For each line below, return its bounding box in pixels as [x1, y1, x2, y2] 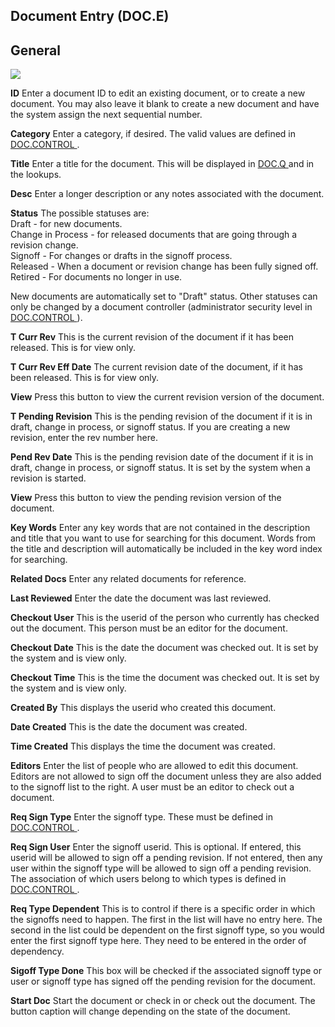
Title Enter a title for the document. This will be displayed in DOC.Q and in [10, 158, 315, 170]
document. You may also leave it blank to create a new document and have [10, 98, 320, 110]
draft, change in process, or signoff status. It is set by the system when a [10, 462, 311, 474]
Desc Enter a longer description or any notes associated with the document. [10, 188, 325, 200]
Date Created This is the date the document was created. [10, 721, 248, 733]
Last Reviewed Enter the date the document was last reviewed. [10, 592, 272, 604]
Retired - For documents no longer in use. [10, 271, 183, 283]
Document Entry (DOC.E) [10, 8, 170, 25]
